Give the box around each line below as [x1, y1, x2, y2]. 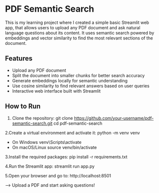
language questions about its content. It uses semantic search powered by [5, 30, 155, 36]
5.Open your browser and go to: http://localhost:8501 [5, 173, 111, 178]
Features [5, 55, 33, 63]
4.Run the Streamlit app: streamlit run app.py [5, 163, 95, 169]
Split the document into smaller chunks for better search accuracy [12, 72, 145, 78]
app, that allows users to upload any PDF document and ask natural [5, 24, 141, 30]
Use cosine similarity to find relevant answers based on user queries [12, 83, 150, 89]
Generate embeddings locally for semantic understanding [12, 77, 128, 83]
